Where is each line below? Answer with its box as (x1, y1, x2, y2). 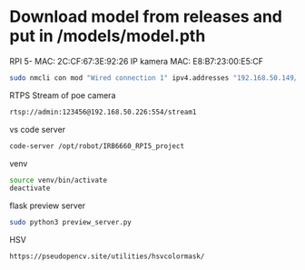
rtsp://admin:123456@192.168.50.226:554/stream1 (9, 107, 197, 116)
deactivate (9, 184, 51, 193)
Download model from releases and (9, 6, 283, 27)
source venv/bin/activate (9, 175, 107, 185)
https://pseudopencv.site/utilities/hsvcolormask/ (9, 252, 205, 261)
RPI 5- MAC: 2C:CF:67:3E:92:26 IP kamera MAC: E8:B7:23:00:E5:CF (9, 55, 263, 66)
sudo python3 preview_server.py (9, 218, 132, 227)
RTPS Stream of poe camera (9, 89, 116, 101)
